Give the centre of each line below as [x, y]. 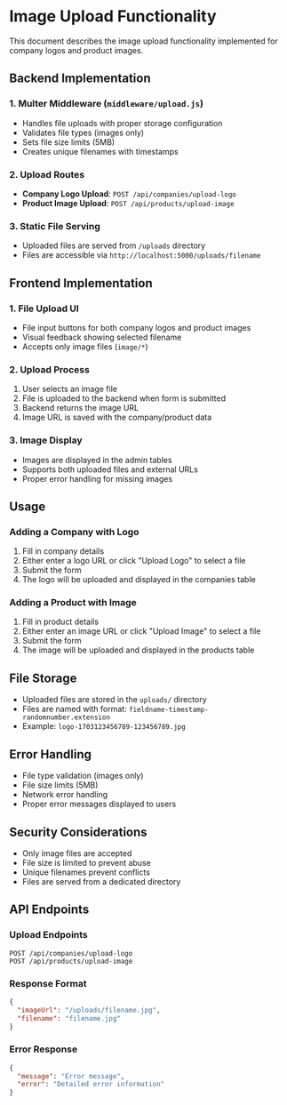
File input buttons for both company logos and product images [136, 327]
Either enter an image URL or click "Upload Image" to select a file [141, 631]
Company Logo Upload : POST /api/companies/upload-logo [129, 194]
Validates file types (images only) [83, 132]
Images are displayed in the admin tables [97, 460]
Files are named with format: [74, 709]
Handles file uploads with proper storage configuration [122, 123]
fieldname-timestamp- [168, 710]
